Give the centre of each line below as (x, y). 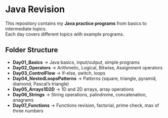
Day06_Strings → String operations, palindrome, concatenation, (79, 94)
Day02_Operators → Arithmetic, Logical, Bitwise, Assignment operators (88, 67)
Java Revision (35, 9)
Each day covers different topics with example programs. (65, 34)
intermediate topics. (26, 28)
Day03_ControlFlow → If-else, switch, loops (59, 73)
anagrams (23, 100)
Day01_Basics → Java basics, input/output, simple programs (76, 62)
